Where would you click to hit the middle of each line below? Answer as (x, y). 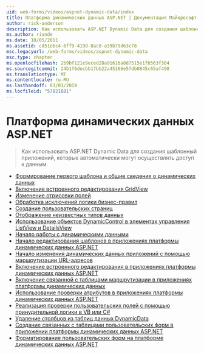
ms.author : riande (29, 35)
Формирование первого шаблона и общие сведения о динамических (105, 176)
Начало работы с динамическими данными (72, 234)
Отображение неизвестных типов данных (69, 214)
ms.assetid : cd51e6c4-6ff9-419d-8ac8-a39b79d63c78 (72, 46)
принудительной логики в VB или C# (63, 312)
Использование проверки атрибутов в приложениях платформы (99, 292)
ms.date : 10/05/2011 (32, 40)
